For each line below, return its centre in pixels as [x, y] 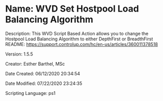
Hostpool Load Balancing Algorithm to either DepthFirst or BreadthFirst [79, 39]
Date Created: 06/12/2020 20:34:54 [43, 73]
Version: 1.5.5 [19, 54]
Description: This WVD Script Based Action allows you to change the [77, 33]
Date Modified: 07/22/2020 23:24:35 [44, 83]
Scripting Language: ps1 [30, 93]
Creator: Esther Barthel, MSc [35, 64]
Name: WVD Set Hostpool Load [72, 9]
